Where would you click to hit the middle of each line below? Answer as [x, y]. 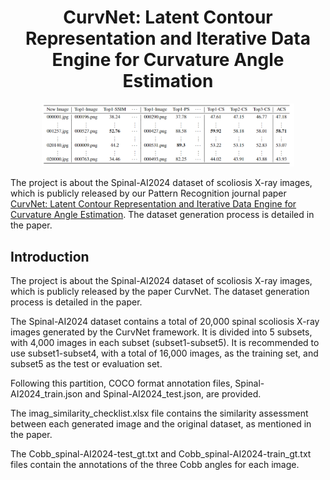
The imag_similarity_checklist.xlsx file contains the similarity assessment [159, 413]
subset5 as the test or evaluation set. [86, 363]
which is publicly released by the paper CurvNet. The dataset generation [160, 291]
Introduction [50, 256]
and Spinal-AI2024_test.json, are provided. [173, 393]
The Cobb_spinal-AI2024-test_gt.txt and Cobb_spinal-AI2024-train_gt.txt [161, 453]
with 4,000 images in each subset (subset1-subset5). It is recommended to [165, 342]
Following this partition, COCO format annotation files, [121, 383]
